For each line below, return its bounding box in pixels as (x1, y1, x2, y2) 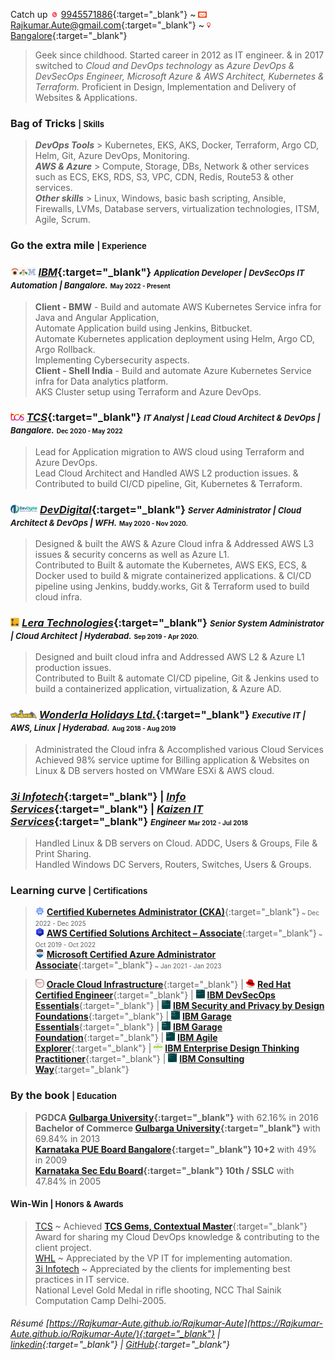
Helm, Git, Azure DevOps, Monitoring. (34, 150, 190, 162)
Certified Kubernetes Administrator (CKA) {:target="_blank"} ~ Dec (46, 906, 320, 918)
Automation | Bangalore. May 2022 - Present (10, 280, 171, 291)
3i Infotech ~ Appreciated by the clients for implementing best (34, 1262, 291, 1274)
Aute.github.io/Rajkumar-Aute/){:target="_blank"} (10, 1328, 216, 1340)
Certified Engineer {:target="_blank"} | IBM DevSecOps (34, 989, 276, 1001)
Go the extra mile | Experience (10, 239, 147, 253)
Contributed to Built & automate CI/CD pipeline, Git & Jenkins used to (34, 672, 320, 684)
